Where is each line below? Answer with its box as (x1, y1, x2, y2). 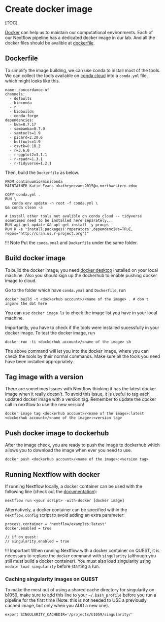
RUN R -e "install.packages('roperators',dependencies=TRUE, (5, 226, 133, 232)
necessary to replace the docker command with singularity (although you (5, 553, 156, 559)
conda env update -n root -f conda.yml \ (11, 201, 98, 206)
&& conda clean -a (5, 205, 43, 210)
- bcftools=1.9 (9, 139, 41, 144)
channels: (5, 91, 26, 97)
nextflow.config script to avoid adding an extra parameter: (5, 512, 125, 518)
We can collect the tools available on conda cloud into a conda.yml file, (5, 73, 148, 79)
